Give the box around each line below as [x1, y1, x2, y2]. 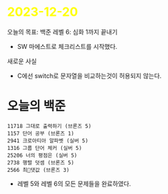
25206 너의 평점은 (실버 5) [7, 152, 78, 159]
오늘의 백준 [7, 98, 66, 114]
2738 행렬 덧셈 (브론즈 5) [7, 159, 74, 166]
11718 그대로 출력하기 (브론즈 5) [7, 122, 92, 129]
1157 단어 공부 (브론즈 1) [7, 130, 74, 137]
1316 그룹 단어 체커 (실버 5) [7, 144, 83, 151]
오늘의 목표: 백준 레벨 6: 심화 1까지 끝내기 [7, 28, 118, 36]
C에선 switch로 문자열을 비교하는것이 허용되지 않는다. [17, 72, 162, 80]
